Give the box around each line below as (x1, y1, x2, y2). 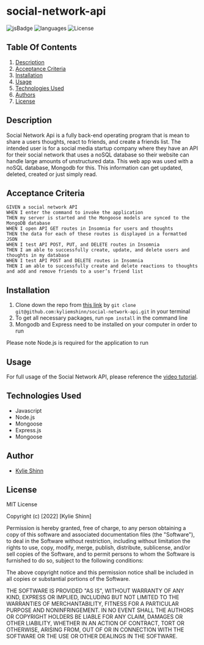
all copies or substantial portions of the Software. (6, 575, 130, 583)
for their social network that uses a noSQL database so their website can (6, 151, 189, 158)
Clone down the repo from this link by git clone (15, 301, 136, 309)
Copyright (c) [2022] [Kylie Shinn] (6, 512, 92, 520)
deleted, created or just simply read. (6, 170, 98, 178)
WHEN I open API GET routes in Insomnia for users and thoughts (6, 226, 173, 232)
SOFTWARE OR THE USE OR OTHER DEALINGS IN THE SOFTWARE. (6, 633, 178, 640)
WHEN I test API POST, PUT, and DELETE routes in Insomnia (6, 241, 160, 248)
